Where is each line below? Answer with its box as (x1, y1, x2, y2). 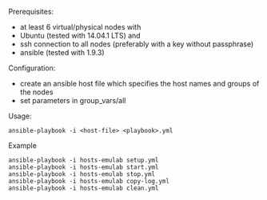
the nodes (19, 87, 54, 97)
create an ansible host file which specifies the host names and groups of (19, 79, 260, 88)
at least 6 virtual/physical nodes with (19, 22, 141, 31)
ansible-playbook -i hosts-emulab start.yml (8, 163, 159, 171)
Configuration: (8, 63, 56, 73)
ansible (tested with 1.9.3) (19, 48, 106, 57)
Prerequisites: (8, 7, 54, 16)
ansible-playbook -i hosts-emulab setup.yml (8, 156, 159, 164)
